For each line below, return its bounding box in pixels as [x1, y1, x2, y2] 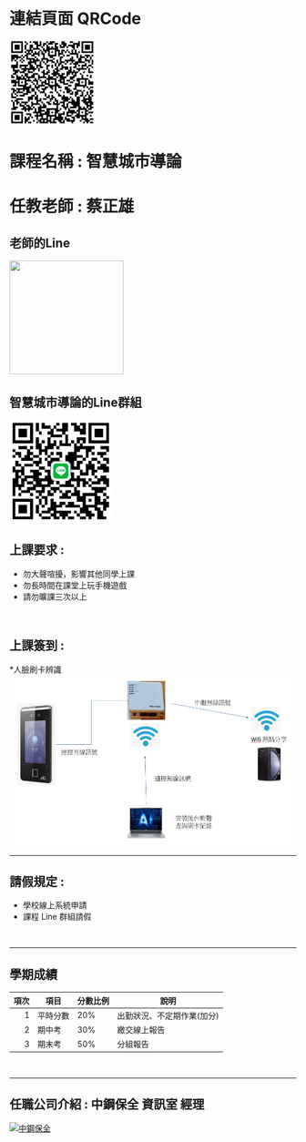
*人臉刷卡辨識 [9, 664, 62, 675]
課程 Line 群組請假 [22, 912, 92, 923]
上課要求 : [9, 543, 65, 558]
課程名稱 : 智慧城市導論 [9, 151, 182, 172]
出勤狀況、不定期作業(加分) [117, 1010, 219, 1021]
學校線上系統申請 [22, 900, 87, 911]
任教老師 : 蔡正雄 [9, 197, 135, 217]
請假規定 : [9, 873, 65, 889]
